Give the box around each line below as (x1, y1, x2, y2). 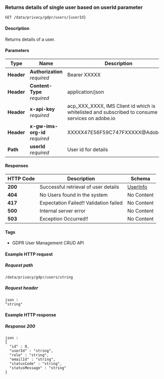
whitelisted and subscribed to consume (67, 108, 158, 115)
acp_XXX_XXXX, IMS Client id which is (67, 102, 156, 109)
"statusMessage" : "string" (9, 366, 67, 371)
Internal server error (40, 207, 86, 214)
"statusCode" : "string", (9, 361, 62, 366)
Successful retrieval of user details (40, 183, 120, 190)
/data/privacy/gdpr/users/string (5, 275, 73, 279)
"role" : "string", (9, 353, 49, 358)
